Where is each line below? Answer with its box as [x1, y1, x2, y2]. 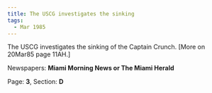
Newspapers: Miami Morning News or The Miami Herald [7, 64, 175, 73]
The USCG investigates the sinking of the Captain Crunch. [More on [7, 43, 206, 51]
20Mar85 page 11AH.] [7, 50, 71, 58]
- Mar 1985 [13, 23, 46, 30]
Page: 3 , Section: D [7, 77, 64, 86]
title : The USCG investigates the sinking [7, 10, 135, 18]
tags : [7, 17, 23, 24]
